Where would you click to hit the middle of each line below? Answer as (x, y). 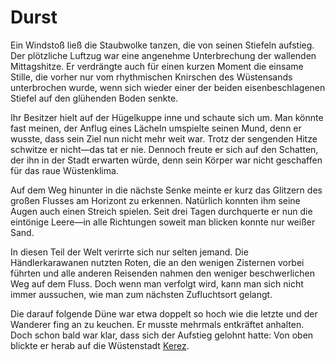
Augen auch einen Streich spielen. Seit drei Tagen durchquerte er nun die (161, 211)
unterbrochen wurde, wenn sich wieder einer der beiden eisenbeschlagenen (168, 87)
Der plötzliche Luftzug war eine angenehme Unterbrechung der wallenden (163, 55)
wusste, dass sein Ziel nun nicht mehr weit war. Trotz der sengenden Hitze (164, 138)
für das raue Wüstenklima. (64, 170)
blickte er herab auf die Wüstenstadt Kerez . (100, 345)
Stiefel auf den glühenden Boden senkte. (94, 98)
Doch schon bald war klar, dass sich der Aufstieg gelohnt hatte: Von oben (162, 335)
